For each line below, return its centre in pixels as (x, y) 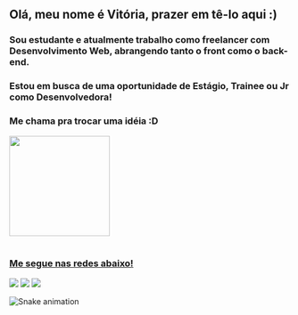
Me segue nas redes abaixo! (71, 263)
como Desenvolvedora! (61, 97)
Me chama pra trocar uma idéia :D (84, 121)
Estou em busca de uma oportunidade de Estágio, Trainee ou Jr (149, 86)
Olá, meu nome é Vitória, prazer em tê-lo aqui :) (144, 15)
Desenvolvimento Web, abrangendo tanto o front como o (135, 51)
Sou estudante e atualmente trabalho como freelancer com (140, 40)
